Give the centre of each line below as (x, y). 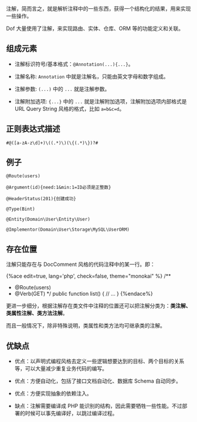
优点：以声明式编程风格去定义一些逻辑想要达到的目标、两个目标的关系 (99, 361)
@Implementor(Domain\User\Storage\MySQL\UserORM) (68, 230)
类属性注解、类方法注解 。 (37, 313)
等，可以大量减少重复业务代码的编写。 (61, 369)
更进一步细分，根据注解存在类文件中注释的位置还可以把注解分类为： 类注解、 (98, 306)
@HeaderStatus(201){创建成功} (41, 199)
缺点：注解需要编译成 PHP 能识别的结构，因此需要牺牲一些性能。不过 (98, 406)
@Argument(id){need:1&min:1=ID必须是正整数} (59, 188)
